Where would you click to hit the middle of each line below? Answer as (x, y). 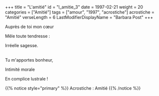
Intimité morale (20, 69)
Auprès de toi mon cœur (30, 27)
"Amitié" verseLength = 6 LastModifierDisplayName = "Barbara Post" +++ (79, 17)
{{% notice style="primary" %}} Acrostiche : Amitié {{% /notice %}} (73, 88)
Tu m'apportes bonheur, (29, 60)
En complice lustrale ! (27, 79)
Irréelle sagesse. (22, 45)
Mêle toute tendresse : (27, 36)
